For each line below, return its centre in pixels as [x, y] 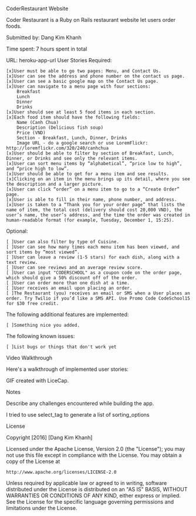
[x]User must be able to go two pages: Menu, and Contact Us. [84, 71]
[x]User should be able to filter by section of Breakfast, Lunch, [90, 153]
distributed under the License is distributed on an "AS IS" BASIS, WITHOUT [97, 489]
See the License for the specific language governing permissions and [90, 502]
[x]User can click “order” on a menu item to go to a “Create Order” [93, 189]
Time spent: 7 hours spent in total [47, 49]
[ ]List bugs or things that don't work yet [61, 347]
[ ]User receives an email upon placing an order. [69, 288]
